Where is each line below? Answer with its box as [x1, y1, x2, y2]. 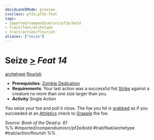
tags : [5, 16, 16, 21]
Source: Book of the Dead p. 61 [5, 120, 67, 125]
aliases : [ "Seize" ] [5, 34, 45, 39]
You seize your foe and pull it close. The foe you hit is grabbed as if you [5, 105, 148, 111]
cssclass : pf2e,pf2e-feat [5, 12, 57, 16]
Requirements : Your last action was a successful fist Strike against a [12, 85, 150, 91]
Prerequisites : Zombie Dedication [12, 80, 80, 86]
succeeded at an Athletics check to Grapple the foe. [5, 110, 109, 116]
